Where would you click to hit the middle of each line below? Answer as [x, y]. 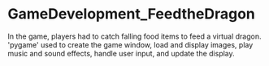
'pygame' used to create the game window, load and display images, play [130, 44]
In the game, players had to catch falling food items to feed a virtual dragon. [134, 36]
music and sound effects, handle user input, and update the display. [121, 53]
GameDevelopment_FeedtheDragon [131, 14]
